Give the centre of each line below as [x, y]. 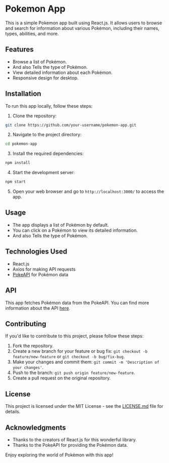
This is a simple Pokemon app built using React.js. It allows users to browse [84, 23]
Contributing [26, 324]
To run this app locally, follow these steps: [49, 106]
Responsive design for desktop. [45, 78]
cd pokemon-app [21, 144]
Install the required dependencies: [48, 154]
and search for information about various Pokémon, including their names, [82, 28]
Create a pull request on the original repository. [62, 378]
